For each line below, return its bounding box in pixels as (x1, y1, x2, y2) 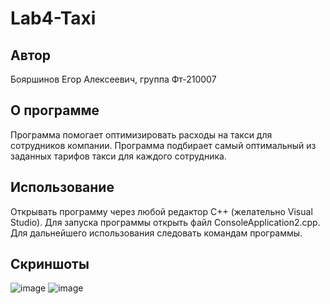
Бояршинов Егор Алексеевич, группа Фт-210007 (10, 73, 217, 85)
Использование (10, 179, 115, 196)
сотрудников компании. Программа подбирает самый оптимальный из (10, 139, 317, 151)
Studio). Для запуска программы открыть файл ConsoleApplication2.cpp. (10, 216, 321, 228)
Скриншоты (10, 256, 90, 273)
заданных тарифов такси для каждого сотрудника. (10, 150, 227, 162)
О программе (10, 102, 100, 119)
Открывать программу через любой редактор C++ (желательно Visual (10, 205, 313, 217)
